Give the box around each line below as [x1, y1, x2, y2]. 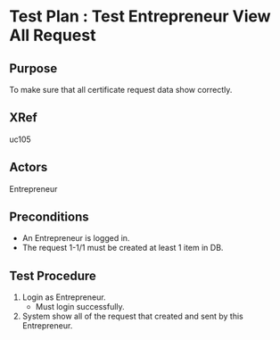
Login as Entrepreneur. [21, 292, 106, 303]
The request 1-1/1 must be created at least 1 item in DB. [21, 243, 224, 253]
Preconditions [9, 210, 89, 225]
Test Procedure [9, 268, 96, 283]
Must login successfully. [35, 302, 125, 312]
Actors [9, 160, 48, 175]
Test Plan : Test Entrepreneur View [9, 6, 271, 27]
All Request [9, 25, 96, 46]
